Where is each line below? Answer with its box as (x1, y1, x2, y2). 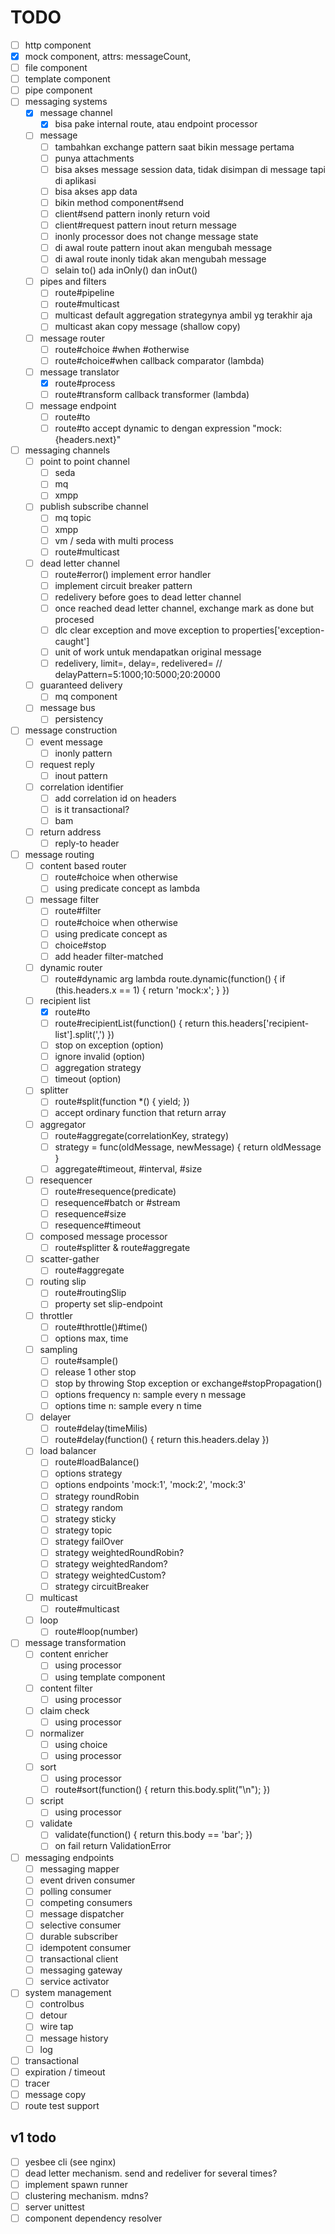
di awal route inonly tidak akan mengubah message (54, 253, 267, 265)
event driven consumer (39, 1874, 136, 1886)
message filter (39, 894, 100, 906)
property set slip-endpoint (54, 1298, 163, 1310)
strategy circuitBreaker (54, 1581, 150, 1592)
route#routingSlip (54, 1287, 127, 1299)
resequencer (39, 1174, 93, 1186)
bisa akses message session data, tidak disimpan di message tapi (54, 163, 326, 175)
